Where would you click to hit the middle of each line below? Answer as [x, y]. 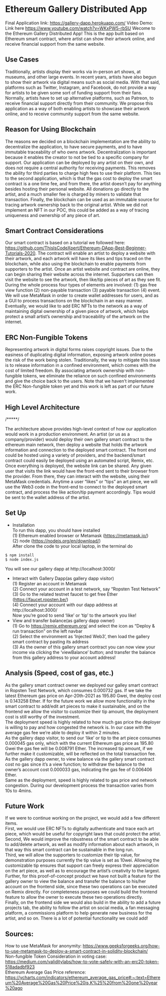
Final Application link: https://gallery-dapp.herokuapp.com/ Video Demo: [79, 23]
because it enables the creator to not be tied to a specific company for [77, 157]
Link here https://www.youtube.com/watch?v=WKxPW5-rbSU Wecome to [80, 28]
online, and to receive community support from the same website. [72, 114]
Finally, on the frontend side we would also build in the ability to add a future [83, 903]
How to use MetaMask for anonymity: [43, 946]
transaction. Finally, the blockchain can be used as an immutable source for [82, 199]
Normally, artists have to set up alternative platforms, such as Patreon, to [80, 98]
